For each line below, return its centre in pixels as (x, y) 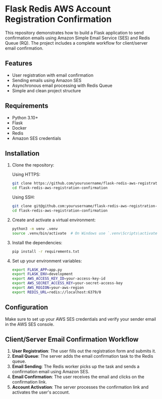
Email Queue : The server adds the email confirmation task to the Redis (82, 356)
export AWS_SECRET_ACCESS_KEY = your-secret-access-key (67, 283)
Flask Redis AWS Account (58, 9)
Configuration (27, 308)
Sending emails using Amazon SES (47, 80)
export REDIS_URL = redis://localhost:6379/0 (57, 292)
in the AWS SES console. (30, 324)
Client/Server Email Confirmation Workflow (72, 339)
